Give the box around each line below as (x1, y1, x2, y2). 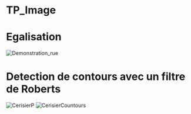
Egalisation (6, 30, 62, 44)
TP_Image (6, 4, 56, 17)
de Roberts (6, 82, 61, 96)
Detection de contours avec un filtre (6, 70, 186, 84)
